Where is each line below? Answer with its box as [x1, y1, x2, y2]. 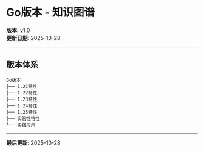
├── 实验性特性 [6, 116, 41, 122]
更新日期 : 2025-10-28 [6, 34, 61, 41]
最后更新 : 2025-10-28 [6, 139, 61, 146]
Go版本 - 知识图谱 [6, 5, 95, 19]
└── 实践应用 [6, 122, 36, 128]
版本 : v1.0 [6, 27, 30, 34]
